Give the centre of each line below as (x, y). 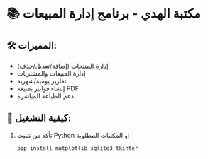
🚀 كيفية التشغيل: (39, 118)
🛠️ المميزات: (32, 46)
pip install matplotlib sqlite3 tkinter (77, 148)
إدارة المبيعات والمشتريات (51, 73)
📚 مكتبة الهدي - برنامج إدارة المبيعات (104, 14)
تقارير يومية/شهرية (42, 81)
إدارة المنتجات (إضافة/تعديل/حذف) (62, 66)
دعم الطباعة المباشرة (45, 96)
